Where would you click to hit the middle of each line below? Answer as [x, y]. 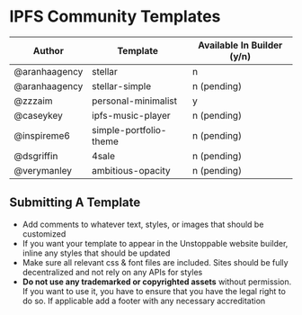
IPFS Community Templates [115, 17]
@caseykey [38, 115]
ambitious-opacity [131, 170]
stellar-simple [121, 85]
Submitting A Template [75, 203]
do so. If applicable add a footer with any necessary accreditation [144, 301]
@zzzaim [33, 101]
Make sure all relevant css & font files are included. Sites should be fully [155, 262]
